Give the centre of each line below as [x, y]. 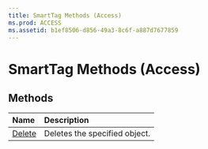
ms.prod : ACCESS [35, 23]
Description [66, 121]
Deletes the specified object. [97, 133]
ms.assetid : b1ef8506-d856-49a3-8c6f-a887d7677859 [93, 30]
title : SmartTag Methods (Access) [65, 15]
